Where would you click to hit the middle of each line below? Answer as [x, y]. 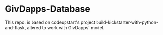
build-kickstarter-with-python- [127, 22]
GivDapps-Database [48, 9]
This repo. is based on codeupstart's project [50, 22]
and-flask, [16, 27]
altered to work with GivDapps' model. [66, 27]
